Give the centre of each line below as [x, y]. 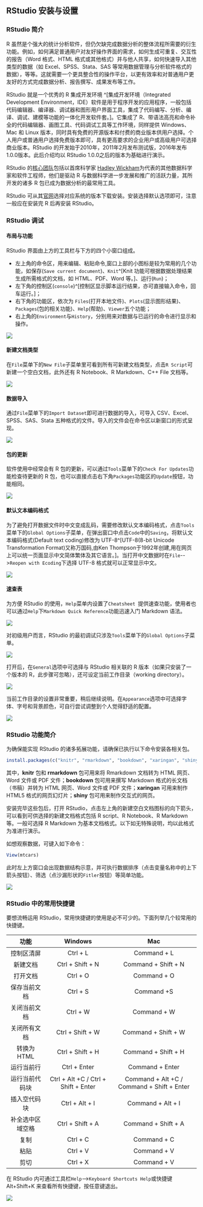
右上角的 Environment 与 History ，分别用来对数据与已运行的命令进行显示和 [105, 316]
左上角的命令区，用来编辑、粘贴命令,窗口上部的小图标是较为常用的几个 [103, 263]
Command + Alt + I [154, 1103]
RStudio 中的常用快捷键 [40, 903]
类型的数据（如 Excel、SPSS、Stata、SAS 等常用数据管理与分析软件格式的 [99, 66]
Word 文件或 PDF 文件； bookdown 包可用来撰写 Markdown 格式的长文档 [97, 780]
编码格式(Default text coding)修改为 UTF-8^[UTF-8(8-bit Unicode [93, 540]
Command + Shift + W [154, 1032]
